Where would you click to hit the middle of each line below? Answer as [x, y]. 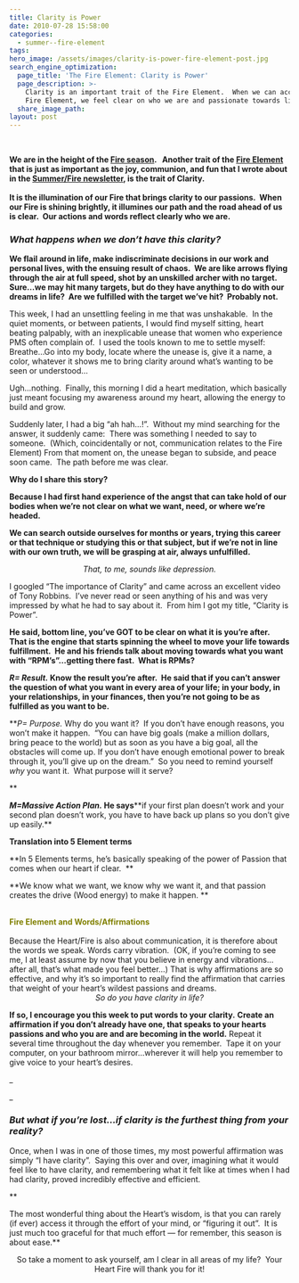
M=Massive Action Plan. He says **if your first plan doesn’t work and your [147, 806]
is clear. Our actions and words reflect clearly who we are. [120, 217]
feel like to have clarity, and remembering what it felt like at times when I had [149, 1170]
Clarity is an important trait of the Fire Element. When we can [151, 92]
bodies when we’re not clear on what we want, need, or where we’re [137, 506]
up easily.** [31, 825]
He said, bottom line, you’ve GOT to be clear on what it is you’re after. [140, 632]
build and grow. [38, 407]
